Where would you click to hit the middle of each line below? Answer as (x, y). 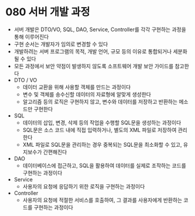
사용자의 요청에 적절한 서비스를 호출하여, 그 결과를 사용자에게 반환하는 (102, 200)
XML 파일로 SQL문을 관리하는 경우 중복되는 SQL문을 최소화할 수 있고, (102, 144)
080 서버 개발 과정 (48, 12)
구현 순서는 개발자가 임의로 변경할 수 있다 (61, 44)
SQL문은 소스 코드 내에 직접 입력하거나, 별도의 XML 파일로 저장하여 (100, 130)
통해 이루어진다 (31, 36)
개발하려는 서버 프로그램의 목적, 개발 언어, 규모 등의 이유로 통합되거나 (93, 51)
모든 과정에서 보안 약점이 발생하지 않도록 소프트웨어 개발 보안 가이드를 (94, 66)
